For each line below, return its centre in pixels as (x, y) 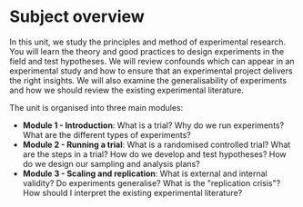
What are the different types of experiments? (106, 134)
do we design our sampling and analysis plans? (111, 163)
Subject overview (77, 17)
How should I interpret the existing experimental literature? (132, 192)
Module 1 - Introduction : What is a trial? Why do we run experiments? (153, 125)
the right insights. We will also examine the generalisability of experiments (148, 80)
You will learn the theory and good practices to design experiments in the (147, 51)
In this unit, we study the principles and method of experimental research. (148, 42)
